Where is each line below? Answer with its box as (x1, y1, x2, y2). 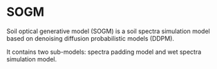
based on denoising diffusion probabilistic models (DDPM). (6, 34, 174, 42)
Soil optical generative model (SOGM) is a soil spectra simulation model (6, 27, 210, 35)
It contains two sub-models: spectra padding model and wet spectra (6, 48, 202, 56)
